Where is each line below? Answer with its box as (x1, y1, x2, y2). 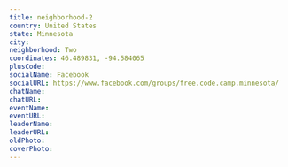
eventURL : (9, 111, 46, 120)
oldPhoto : (9, 136, 46, 145)
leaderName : (9, 120, 53, 129)
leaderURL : (9, 128, 50, 137)
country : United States (9, 21, 97, 30)
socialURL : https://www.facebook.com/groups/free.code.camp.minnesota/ (9, 79, 279, 87)
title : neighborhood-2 (9, 12, 93, 22)
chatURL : (9, 95, 42, 104)
